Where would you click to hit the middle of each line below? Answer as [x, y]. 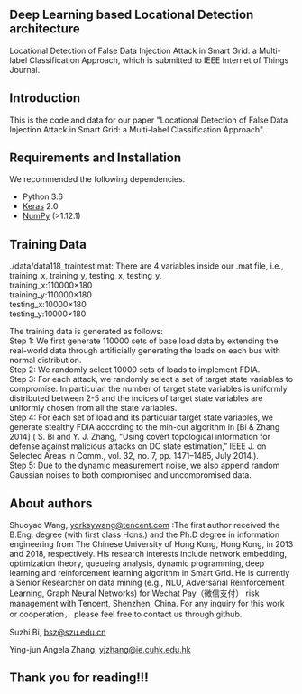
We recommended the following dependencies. [97, 179]
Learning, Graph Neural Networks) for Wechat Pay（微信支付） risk [134, 593]
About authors [51, 503]
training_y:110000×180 [50, 295]
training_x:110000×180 [51, 285]
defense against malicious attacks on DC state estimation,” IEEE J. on [138, 446]
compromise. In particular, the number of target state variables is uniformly [148, 389]
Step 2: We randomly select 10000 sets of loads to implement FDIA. [135, 370]
